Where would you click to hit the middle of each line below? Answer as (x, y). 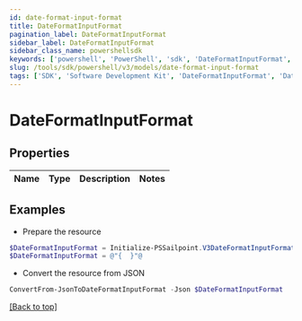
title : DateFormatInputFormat (66, 26)
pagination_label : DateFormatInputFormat (88, 34)
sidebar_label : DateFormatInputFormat (82, 43)
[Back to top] (33, 307)
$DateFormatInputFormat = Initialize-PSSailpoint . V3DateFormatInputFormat (152, 247)
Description (105, 178)
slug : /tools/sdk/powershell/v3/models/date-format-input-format (134, 68)
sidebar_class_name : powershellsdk (76, 51)
